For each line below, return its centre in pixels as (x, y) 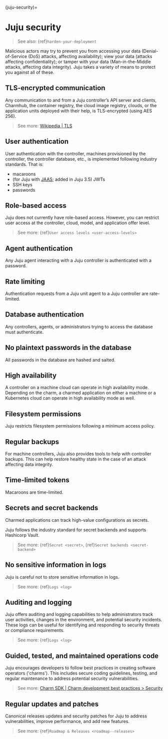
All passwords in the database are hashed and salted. (60, 359)
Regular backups (32, 442)
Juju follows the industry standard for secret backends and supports (76, 530)
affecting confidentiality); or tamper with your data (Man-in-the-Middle (78, 62)
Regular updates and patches (52, 704)
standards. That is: (24, 164)
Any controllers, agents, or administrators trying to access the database (79, 326)
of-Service (16, 56)
